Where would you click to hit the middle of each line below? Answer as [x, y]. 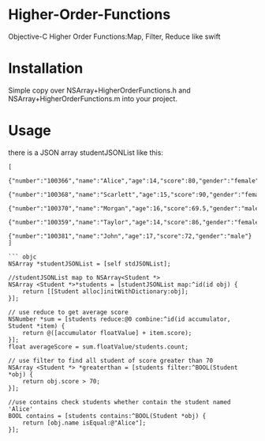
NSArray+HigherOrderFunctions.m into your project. [93, 98]
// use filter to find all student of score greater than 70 [111, 360]
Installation [46, 68]
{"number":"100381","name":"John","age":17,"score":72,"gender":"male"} [130, 236]
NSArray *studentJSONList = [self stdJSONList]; [90, 264]
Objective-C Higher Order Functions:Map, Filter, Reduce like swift [114, 36]
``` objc [22, 257]
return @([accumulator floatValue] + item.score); [107, 333]
